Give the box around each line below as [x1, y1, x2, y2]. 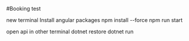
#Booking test [6, 5, 41, 12]
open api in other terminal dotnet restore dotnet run [6, 28, 134, 35]
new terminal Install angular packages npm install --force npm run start [6, 17, 183, 23]
